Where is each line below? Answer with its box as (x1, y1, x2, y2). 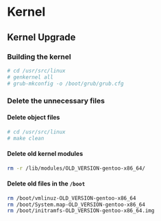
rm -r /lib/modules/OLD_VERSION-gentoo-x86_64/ (7, 165, 146, 172)
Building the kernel (7, 52, 71, 62)
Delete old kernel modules (7, 149, 84, 157)
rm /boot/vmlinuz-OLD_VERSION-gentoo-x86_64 (7, 194, 136, 202)
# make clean (7, 135, 45, 142)
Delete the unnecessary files (7, 96, 105, 106)
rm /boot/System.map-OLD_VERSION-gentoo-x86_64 (7, 201, 146, 208)
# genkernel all (7, 73, 53, 81)
